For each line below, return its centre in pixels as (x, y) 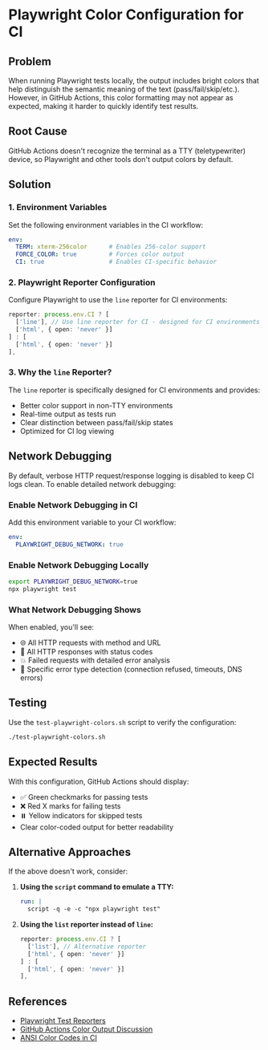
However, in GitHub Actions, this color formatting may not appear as (121, 97)
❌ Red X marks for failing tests (70, 806)
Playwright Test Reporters (63, 1021)
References (38, 1001)
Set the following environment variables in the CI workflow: (106, 225)
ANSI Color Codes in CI (59, 1038)
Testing (28, 703)
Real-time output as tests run (68, 414)
